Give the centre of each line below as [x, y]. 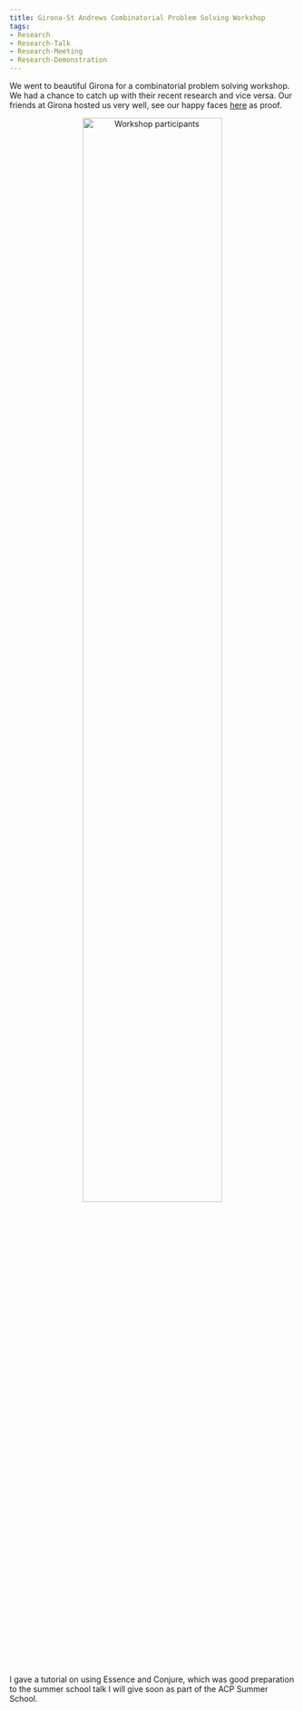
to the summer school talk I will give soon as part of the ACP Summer [139, 1689]
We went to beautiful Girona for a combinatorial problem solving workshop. [150, 86]
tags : [20, 26]
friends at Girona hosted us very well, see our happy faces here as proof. [146, 105]
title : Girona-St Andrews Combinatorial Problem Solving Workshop [137, 18]
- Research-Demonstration [58, 60]
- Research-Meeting [46, 52]
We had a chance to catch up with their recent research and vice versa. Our [151, 95]
